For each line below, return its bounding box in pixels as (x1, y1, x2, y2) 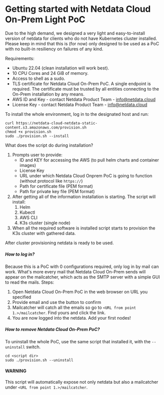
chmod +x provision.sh (5, 129, 52, 134)
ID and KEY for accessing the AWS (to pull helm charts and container (19, 157, 159, 163)
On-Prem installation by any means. (12, 91, 85, 97)
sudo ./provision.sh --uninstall (5, 358, 74, 362)
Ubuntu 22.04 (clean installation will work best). (12, 65, 109, 71)
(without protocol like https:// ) (19, 178, 83, 184)
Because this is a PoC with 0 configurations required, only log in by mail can (5, 263, 159, 269)
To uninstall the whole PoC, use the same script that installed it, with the (5, 338, 151, 344)
